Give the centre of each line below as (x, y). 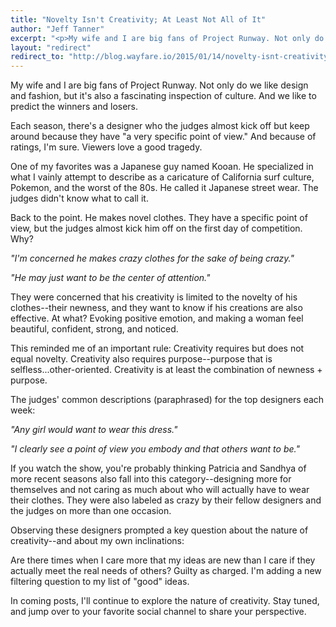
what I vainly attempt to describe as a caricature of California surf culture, (162, 177)
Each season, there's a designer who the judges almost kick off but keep (160, 126)
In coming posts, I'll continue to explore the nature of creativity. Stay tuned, (165, 601)
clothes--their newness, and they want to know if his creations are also (156, 308)
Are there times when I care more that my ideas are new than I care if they (163, 560)
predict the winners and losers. (74, 107)
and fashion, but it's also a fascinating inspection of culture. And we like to (163, 96)
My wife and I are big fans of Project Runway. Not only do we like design (159, 85)
